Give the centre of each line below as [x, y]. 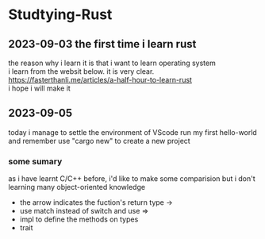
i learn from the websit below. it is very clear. [81, 71]
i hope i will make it [40, 88]
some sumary [35, 161]
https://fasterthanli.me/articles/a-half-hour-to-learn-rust [100, 80]
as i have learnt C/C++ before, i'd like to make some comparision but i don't [132, 179]
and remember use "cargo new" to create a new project [99, 141]
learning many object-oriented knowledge [77, 187]
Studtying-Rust [60, 15]
